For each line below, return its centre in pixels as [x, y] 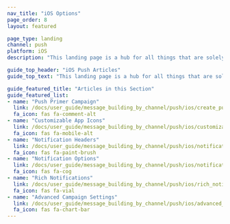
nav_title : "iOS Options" [44, 13]
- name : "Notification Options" [53, 159]
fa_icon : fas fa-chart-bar [52, 210]
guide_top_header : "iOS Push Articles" [64, 70]
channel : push [27, 45]
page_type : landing [35, 38]
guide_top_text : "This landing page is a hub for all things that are [110, 76]
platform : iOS [27, 51]
